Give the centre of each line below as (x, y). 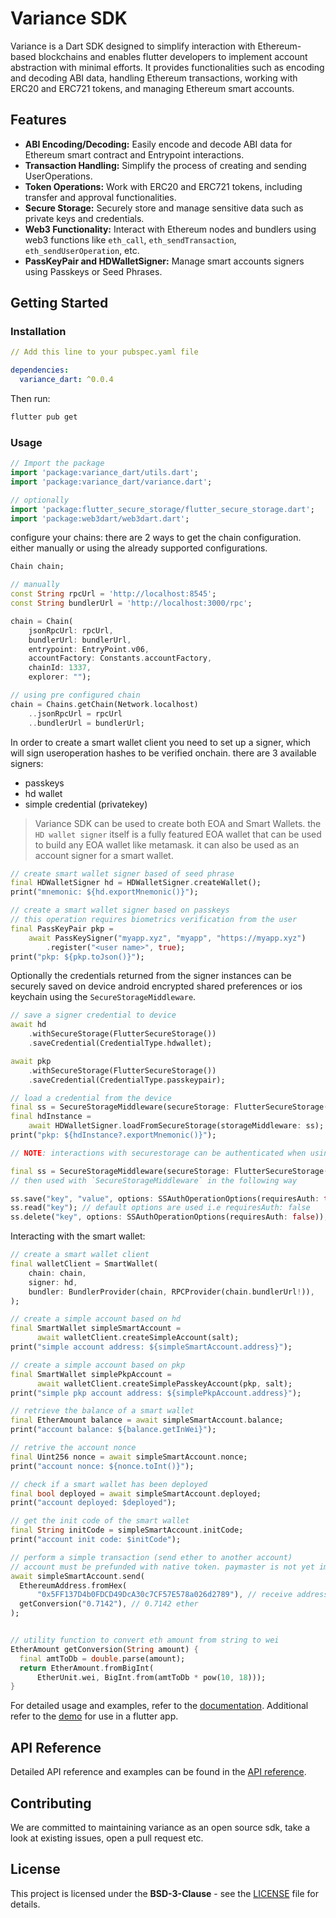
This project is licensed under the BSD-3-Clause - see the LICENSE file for (164, 1893)
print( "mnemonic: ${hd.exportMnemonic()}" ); (104, 892)
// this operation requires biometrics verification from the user (154, 920)
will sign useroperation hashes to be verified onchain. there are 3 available (163, 753)
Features (38, 120)
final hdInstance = (51, 1117)
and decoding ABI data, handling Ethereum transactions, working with (154, 78)
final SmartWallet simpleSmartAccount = (96, 1328)
